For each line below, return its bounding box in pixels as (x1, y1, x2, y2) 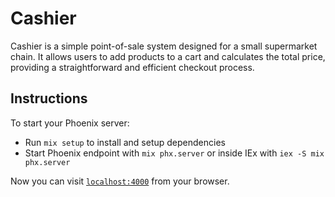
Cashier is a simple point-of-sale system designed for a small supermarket (10, 40, 318, 52)
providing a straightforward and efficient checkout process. (10, 61, 255, 73)
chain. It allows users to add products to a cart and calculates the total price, (10, 50, 326, 62)
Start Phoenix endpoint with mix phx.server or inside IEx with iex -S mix (24, 147, 325, 159)
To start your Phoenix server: (10, 117, 130, 129)
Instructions (10, 90, 88, 107)
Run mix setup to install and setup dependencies (24, 136, 226, 148)
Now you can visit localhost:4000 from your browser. (10, 175, 230, 187)
